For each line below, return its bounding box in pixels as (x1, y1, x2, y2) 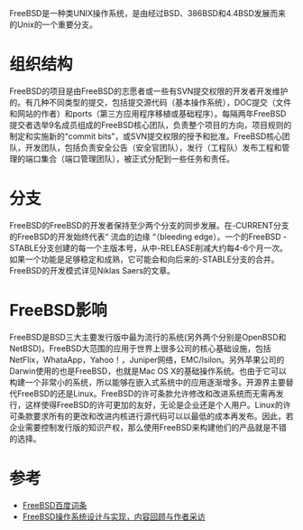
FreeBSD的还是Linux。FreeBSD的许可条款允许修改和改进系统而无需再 (16, 387, 277, 399)
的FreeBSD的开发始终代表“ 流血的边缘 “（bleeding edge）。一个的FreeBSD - (9, 231, 288, 242)
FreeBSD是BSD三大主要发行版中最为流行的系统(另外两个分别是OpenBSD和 (9, 331, 287, 342)
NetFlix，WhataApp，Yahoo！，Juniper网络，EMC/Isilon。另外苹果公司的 (9, 354, 285, 365)
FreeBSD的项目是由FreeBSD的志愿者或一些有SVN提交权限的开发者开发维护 (9, 85, 289, 97)
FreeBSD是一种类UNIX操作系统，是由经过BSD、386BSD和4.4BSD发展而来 (9, 8, 287, 18)
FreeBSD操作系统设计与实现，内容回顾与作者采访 (22, 511, 206, 522)
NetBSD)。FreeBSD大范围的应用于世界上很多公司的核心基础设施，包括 (9, 342, 272, 354)
